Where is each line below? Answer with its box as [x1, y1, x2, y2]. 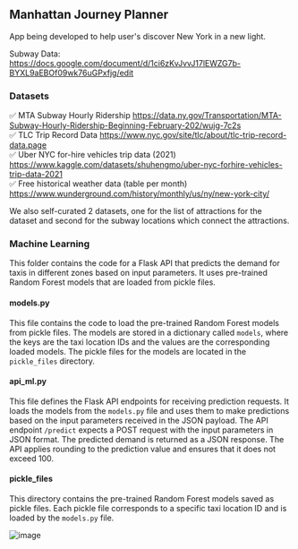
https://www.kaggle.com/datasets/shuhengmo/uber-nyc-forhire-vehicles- [9, 159, 284, 170]
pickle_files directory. [9, 356, 96, 366]
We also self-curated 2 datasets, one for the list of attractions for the [9, 206, 262, 217]
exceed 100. [9, 452, 55, 464]
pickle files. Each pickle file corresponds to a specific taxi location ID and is [9, 503, 287, 514]
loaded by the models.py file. [9, 512, 115, 523]
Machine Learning [9, 237, 90, 250]
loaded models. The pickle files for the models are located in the [9, 346, 247, 356]
